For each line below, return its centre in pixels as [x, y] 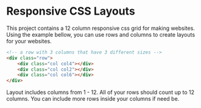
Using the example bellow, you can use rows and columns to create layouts [101, 34]
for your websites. [29, 41]
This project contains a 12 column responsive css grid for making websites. [100, 28]
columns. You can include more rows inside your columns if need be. [93, 99]
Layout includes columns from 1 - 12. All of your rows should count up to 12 [100, 92]
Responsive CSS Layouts [71, 11]
